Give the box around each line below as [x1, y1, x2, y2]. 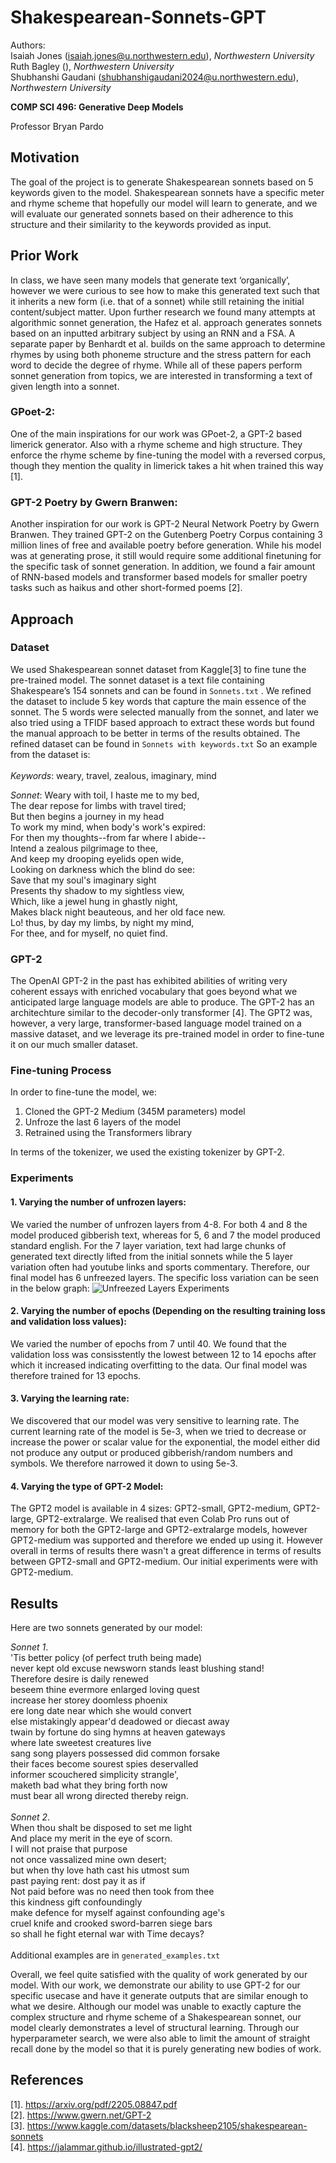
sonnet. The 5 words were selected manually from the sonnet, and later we [10, 706, 320, 718]
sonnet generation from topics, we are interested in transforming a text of [10, 369, 313, 381]
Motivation [10, 149, 80, 166]
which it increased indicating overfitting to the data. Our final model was [10, 1359, 308, 1371]
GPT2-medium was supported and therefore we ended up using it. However [10, 1534, 324, 1546]
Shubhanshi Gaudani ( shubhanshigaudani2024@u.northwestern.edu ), [10, 71, 299, 83]
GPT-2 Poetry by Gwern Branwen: [10, 495, 178, 509]
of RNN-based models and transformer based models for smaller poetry [10, 571, 308, 583]
